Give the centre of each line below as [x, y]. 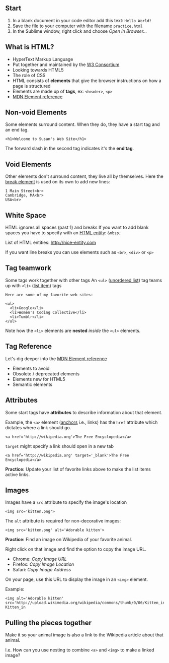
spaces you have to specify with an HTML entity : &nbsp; [63, 233]
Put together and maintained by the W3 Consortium [66, 64]
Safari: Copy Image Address [42, 570]
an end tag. [17, 130]
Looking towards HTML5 [38, 70]
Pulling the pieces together [49, 622]
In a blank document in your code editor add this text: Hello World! [82, 20]
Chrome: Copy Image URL [39, 559]
